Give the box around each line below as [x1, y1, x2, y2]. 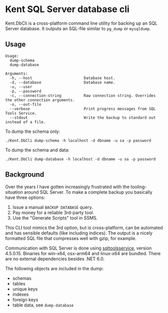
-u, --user [10, 84, 33, 89]
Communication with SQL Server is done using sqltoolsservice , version [5, 245, 152, 251]
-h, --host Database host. [10, 75, 115, 81]
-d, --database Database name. [10, 80, 115, 85]
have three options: [5, 194, 45, 200]
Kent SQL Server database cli [5, 4, 129, 15]
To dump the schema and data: [5, 147, 70, 153]
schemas [12, 275, 32, 281]
